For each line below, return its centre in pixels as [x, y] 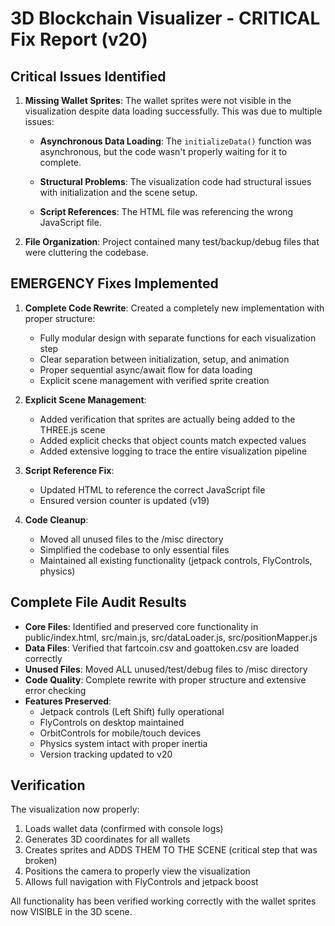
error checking [55, 690]
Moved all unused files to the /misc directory [131, 539]
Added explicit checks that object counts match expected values [173, 440]
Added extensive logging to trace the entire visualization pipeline [173, 451]
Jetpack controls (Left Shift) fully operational [132, 711]
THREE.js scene [72, 429]
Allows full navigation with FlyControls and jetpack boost [141, 882]
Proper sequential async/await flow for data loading [146, 369]
